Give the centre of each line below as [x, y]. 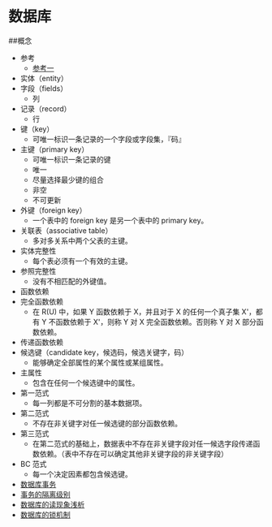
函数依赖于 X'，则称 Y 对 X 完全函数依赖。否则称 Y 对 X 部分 [156, 322]
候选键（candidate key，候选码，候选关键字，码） [104, 352]
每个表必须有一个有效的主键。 [82, 261]
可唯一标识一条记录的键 [71, 159]
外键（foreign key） [53, 210]
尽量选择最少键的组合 [68, 179]
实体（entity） [44, 78]
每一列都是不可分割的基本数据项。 [89, 403]
